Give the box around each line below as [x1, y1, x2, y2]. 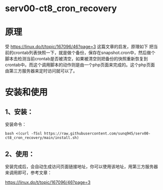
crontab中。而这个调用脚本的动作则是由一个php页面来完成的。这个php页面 [5, 62, 155, 68]
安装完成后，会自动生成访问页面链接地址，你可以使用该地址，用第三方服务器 [5, 163, 158, 169]
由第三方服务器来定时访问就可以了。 [5, 68, 78, 74]
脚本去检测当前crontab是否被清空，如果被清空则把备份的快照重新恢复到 [5, 56, 148, 62]
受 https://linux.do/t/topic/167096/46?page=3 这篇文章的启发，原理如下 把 [5, 44, 154, 50]
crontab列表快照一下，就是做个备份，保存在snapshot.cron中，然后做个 [13, 50, 156, 56]
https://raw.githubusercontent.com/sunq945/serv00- [44, 131, 151, 136]
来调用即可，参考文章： [5, 170, 52, 175]
